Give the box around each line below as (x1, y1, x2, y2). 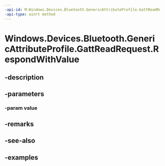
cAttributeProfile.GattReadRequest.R (4, 43, 159, 55)
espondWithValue (4, 54, 80, 65)
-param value (4, 105, 37, 111)
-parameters (4, 90, 44, 98)
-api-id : (4, 7, 23, 12)
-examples (4, 153, 38, 162)
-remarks (4, 120, 34, 128)
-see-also (4, 137, 35, 145)
